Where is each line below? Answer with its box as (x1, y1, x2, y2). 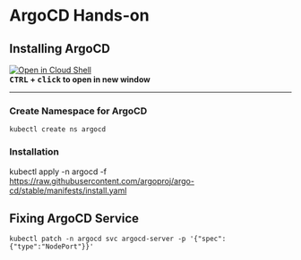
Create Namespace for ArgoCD (9, 105, 148, 117)
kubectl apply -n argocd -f (9, 166, 107, 177)
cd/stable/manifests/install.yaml (9, 185, 127, 196)
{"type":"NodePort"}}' (9, 242, 94, 251)
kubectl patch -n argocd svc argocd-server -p (9, 234, 186, 244)
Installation (9, 146, 60, 158)
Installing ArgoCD (9, 41, 110, 56)
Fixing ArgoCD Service (9, 211, 140, 226)
